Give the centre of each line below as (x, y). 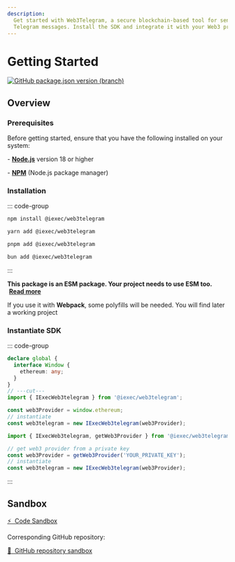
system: (19, 145)
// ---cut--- (26, 391)
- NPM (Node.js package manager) (58, 173)
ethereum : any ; (42, 371)
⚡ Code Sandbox (33, 521)
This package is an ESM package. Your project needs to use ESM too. (110, 284)
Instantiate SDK (34, 330)
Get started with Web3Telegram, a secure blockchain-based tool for (115, 20)
